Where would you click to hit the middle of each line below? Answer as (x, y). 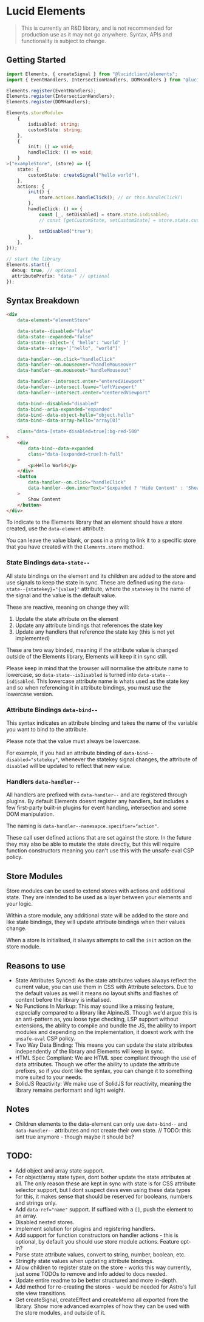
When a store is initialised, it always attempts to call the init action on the (99, 940)
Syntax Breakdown (43, 300)
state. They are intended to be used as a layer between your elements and (99, 897)
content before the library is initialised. (63, 999)
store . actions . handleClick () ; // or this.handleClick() (111, 198)
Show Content (45, 499)
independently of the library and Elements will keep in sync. (90, 1051)
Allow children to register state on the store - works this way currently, (103, 1267)
